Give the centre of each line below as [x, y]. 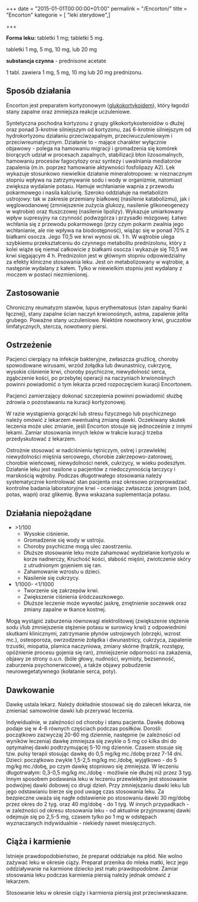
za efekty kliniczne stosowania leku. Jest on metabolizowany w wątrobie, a [98, 262]
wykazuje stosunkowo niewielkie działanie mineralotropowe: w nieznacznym [99, 173]
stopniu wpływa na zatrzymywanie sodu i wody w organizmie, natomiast [94, 180]
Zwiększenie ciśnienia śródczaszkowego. [74, 597]
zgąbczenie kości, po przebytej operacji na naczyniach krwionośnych [91, 378]
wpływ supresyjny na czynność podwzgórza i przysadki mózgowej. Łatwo [97, 217]
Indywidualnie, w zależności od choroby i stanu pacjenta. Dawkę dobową [95, 722]
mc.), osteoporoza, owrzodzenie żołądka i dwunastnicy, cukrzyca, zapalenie [99, 640]
